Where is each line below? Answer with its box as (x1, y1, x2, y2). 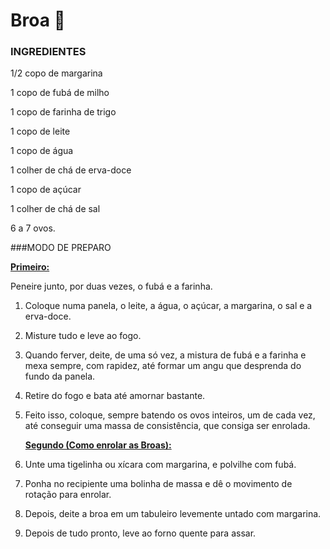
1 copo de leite (10, 125, 71, 138)
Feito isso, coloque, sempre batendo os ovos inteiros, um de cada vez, (24, 409, 316, 421)
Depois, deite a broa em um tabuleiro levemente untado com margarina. (24, 508, 322, 520)
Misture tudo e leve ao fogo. (24, 330, 142, 342)
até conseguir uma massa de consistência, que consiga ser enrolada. (24, 420, 311, 432)
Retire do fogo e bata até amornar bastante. (24, 390, 206, 402)
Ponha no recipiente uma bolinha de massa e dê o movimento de (24, 478, 293, 490)
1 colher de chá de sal (10, 203, 101, 215)
